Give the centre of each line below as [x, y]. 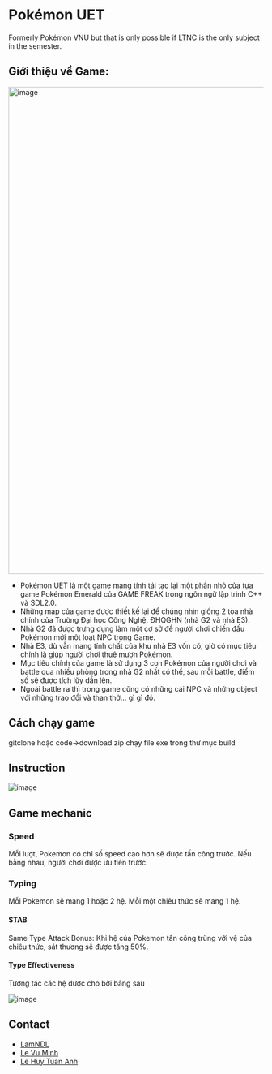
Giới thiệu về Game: [59, 72]
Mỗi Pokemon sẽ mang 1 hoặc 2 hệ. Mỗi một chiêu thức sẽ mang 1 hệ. [125, 901]
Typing [23, 883]
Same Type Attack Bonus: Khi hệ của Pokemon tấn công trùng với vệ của [130, 938]
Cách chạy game [52, 723]
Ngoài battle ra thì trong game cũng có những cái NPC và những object [138, 688]
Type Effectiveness [42, 965]
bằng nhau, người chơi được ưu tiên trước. [78, 863]
